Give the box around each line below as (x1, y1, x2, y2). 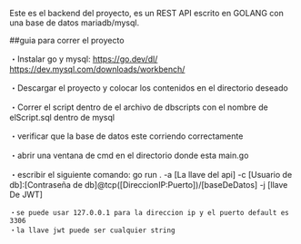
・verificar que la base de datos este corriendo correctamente (9, 131, 244, 142)
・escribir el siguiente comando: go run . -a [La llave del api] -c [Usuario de (9, 170, 293, 180)
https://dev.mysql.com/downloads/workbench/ (9, 63, 186, 74)
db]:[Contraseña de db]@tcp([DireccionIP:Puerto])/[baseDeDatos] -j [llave (9, 180, 288, 190)
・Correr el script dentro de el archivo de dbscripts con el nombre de (9, 102, 268, 112)
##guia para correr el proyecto (9, 35, 125, 45)
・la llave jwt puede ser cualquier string (9, 226, 176, 235)
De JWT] (9, 190, 44, 200)
